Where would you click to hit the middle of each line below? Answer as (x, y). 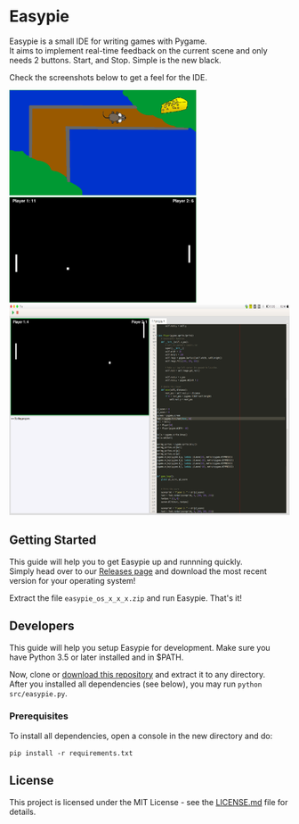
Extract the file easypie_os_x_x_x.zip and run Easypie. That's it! (126, 598)
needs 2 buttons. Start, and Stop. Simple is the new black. (115, 60)
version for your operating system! (73, 580)
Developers (42, 626)
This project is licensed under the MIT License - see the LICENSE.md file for (149, 802)
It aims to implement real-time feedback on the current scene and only (139, 50)
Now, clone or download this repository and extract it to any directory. (137, 674)
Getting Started (53, 541)
